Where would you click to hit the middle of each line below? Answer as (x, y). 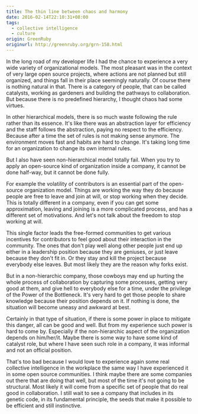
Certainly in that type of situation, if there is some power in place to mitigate (98, 318)
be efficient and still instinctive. (44, 405)
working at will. (25, 221)
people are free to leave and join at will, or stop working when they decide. (97, 196)
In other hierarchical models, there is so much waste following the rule (92, 117)
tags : (13, 22)
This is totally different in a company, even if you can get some (82, 202)
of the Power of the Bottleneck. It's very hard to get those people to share (96, 295)
